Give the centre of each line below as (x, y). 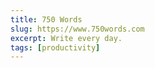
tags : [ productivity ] (55, 47)
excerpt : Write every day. (66, 38)
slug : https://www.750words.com (77, 29)
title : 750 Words (46, 19)
